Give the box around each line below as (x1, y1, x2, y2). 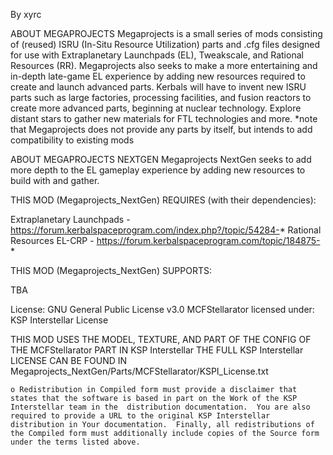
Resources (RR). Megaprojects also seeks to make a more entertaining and (10, 60, 318, 71)
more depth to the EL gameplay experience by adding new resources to (10, 164, 306, 176)
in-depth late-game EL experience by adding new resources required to (10, 70, 306, 82)
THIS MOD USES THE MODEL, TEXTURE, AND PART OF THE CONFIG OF (10, 334, 312, 345)
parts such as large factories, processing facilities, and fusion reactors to (10, 92, 312, 103)
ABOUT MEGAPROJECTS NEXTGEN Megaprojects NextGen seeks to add (10, 154, 312, 165)
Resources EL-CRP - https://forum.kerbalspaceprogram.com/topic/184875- (10, 235, 321, 246)
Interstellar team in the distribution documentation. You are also (10, 402, 311, 412)
